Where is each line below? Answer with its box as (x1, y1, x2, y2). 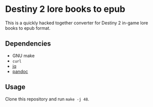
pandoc (12, 68, 28, 74)
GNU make (12, 53, 35, 58)
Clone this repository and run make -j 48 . (5, 96, 90, 102)
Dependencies (5, 40, 51, 48)
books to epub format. (5, 25, 51, 31)
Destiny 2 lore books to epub (5, 3, 125, 15)
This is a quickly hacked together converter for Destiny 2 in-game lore (5, 20, 149, 26)
